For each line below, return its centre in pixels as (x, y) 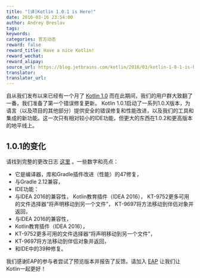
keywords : (18, 34)
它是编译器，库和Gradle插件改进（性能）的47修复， (78, 174)
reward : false (24, 45)
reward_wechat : (25, 56)
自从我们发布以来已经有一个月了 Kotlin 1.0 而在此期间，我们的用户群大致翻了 (99, 96)
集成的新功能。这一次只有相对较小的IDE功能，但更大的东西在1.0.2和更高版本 (99, 118)
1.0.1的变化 (26, 146)
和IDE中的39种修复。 (40, 248)
